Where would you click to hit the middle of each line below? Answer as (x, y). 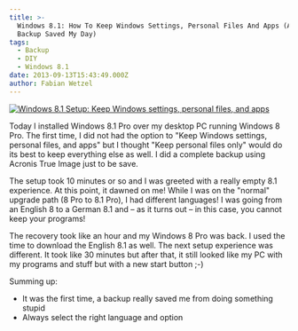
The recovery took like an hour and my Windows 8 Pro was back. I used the (147, 235)
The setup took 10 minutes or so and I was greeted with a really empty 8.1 (143, 181)
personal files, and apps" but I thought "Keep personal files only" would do (146, 145)
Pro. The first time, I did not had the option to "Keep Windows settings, (138, 135)
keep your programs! (47, 218)
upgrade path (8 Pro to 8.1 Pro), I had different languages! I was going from (146, 200)
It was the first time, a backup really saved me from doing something (147, 298)
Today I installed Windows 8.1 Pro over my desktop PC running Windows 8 (145, 126)
